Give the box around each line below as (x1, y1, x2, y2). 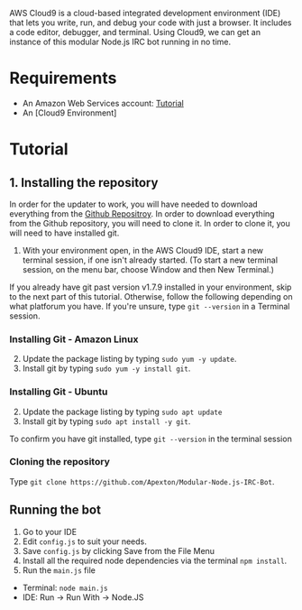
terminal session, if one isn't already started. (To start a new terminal (22, 254, 278, 265)
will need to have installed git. (9, 227, 120, 238)
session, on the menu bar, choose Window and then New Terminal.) (22, 263, 275, 274)
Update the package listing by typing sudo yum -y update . (22, 354, 237, 365)
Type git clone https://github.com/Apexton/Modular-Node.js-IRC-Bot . (9, 476, 275, 486)
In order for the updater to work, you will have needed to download (9, 199, 259, 209)
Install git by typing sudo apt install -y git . (22, 415, 191, 427)
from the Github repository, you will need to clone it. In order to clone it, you (9, 217, 290, 228)
